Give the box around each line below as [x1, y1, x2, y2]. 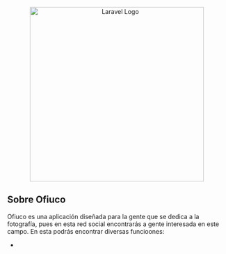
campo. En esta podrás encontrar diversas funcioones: [7, 227, 165, 235]
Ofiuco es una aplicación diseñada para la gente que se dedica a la [7, 212, 200, 221]
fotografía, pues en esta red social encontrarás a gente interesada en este [7, 220, 220, 228]
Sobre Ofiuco [7, 194, 66, 206]
